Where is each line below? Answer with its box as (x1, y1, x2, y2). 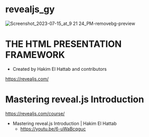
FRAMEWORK (5, 49, 65, 61)
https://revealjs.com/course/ (5, 111, 65, 117)
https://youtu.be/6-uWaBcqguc (20, 126, 86, 132)
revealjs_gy (5, 4, 55, 15)
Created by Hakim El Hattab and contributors (12, 66, 107, 72)
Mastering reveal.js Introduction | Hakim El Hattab (12, 120, 117, 126)
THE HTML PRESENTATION (5, 38, 122, 50)
